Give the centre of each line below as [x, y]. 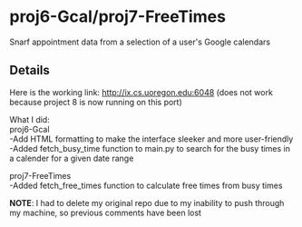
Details [29, 70]
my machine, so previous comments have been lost [106, 212]
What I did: [29, 119]
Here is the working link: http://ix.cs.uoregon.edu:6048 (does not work [141, 92]
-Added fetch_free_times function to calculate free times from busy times [146, 185]
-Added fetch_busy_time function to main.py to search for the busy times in [150, 148]
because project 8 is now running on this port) [96, 102]
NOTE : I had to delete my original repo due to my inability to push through [147, 202]
